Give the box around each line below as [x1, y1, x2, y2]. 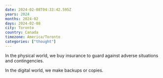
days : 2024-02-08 [5, 21, 41, 26]
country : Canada [5, 30, 38, 35]
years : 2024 [5, 12, 30, 17]
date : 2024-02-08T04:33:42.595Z [5, 7, 71, 12]
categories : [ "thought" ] [5, 39, 56, 44]
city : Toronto [5, 26, 34, 30]
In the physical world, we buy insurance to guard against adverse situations [5, 52, 159, 58]
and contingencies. [5, 57, 44, 64]
